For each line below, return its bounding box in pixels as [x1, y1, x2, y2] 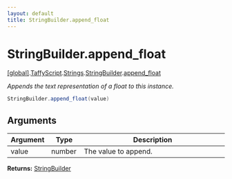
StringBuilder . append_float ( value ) [7, 96, 110, 103]
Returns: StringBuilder [7, 165, 71, 173]
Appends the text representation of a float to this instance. [7, 82, 174, 90]
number [51, 147, 77, 156]
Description [133, 135, 173, 145]
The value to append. [84, 147, 153, 156]
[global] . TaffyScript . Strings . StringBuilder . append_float [7, 69, 161, 77]
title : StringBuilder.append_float [7, 17, 110, 23]
